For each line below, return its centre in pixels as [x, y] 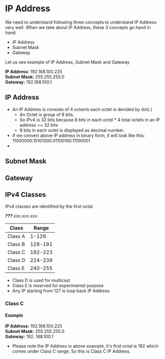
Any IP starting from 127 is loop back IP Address [61, 291]
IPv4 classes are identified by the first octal [49, 206]
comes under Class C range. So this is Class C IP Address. [71, 351]
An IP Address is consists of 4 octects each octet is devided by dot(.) [82, 109]
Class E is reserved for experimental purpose [58, 286]
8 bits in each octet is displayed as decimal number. [72, 130]
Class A [16, 236]
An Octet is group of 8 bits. [47, 114]
